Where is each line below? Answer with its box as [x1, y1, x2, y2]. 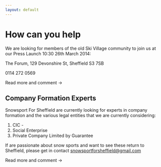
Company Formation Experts [5, 94, 96, 102]
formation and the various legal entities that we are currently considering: [5, 113, 156, 119]
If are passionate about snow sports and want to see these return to [5, 143, 145, 149]
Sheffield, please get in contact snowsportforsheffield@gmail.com [5, 148, 141, 154]
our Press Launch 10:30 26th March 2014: [5, 50, 91, 56]
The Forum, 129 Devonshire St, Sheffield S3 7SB [5, 60, 104, 66]
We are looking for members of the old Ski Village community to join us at [5, 45, 156, 51]
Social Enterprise [12, 128, 48, 134]
